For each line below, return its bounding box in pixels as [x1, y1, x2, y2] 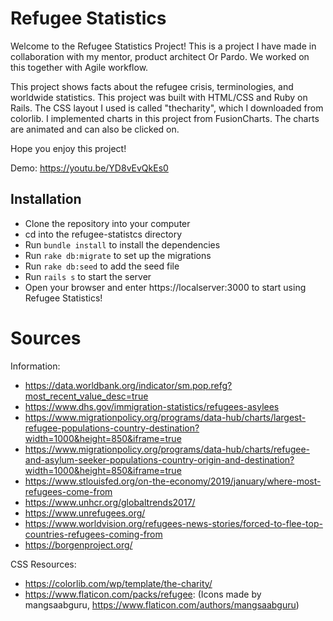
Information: [10, 360, 61, 372]
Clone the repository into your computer [24, 217, 191, 229]
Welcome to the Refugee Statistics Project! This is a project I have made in [10, 40, 317, 52]
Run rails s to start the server [24, 270, 152, 282]
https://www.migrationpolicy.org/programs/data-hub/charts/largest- [24, 411, 307, 423]
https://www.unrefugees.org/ [24, 507, 146, 519]
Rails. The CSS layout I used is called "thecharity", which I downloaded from [10, 102, 324, 114]
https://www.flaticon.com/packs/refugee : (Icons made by [24, 588, 262, 600]
